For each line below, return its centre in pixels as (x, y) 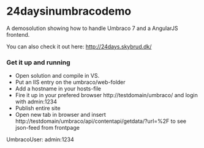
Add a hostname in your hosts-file (58, 89)
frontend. (18, 34)
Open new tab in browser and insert (60, 115)
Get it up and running (38, 62)
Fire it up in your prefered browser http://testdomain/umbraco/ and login (106, 95)
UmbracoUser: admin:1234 (40, 139)
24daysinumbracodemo (69, 11)
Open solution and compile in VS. (57, 76)
